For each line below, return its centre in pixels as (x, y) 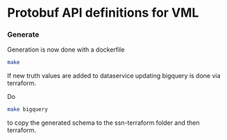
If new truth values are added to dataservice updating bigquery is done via (114, 76)
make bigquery (28, 109)
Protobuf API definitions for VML (103, 13)
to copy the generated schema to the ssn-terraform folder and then (103, 123)
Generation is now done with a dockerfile (66, 49)
